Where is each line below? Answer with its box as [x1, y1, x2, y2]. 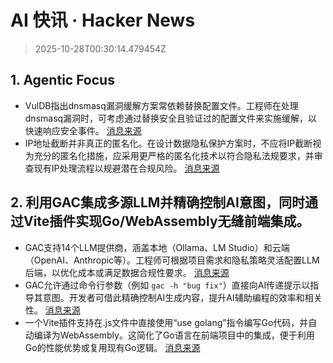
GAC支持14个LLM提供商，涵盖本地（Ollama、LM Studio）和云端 [24, 241, 290, 253]
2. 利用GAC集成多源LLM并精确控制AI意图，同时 [10, 194, 305, 211]
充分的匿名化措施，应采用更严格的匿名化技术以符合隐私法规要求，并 [33, 149, 315, 161]
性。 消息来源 [24, 304, 81, 316]
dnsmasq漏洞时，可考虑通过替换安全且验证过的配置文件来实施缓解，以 [24, 112, 318, 124]
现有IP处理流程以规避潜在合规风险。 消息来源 [33, 162, 220, 174]
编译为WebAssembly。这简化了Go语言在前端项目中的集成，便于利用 [33, 329, 315, 341]
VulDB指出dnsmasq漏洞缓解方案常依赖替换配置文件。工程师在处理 [24, 99, 299, 111]
